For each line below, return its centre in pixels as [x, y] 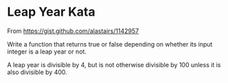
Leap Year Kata [52, 12]
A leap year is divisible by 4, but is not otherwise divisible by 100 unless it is [114, 64]
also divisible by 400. [37, 72]
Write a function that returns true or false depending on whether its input [110, 44]
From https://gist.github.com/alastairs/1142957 [73, 31]
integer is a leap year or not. [47, 51]
